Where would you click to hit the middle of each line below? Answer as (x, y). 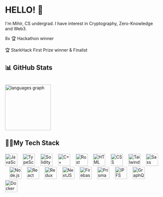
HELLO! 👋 (24, 10)
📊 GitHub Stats (29, 68)
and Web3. (16, 28)
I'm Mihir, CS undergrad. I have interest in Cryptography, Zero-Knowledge (79, 23)
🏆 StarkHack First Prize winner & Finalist (46, 50)
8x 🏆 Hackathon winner (29, 38)
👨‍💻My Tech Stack (32, 143)
